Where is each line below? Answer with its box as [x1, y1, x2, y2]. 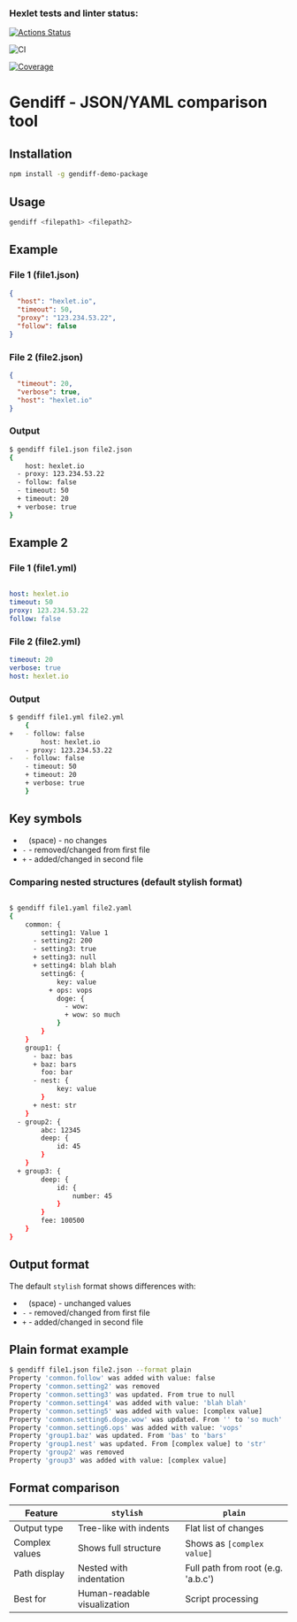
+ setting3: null [32, 953, 97, 962]
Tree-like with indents [78, 1521, 170, 1534]
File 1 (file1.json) [9, 269, 80, 281]
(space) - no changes [27, 834, 108, 845]
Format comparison [9, 1480, 120, 1495]
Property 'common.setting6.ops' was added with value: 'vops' [9, 1423, 243, 1432]
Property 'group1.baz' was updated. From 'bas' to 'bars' [9, 1432, 227, 1441]
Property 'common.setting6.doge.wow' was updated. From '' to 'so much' [9, 1415, 283, 1424]
